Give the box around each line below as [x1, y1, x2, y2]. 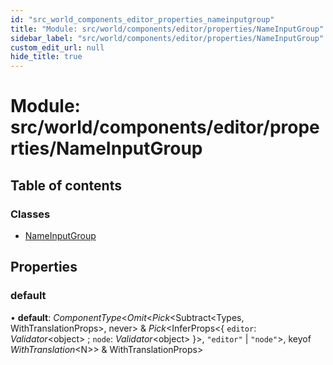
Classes [10, 207, 51, 221]
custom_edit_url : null [10, 42, 105, 53]
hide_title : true [10, 52, 83, 62]
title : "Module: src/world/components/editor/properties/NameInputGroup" [10, 24, 325, 34]
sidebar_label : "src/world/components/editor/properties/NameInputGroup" [10, 33, 325, 43]
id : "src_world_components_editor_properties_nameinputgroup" [10, 14, 275, 25]
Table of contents [10, 177, 122, 194]
